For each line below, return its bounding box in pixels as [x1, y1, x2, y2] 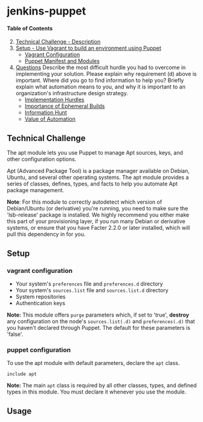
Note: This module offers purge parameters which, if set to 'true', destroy [7, 311, 190, 318]
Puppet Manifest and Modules [24, 58, 100, 65]
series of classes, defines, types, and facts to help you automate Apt [7, 180, 178, 187]
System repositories [15, 293, 66, 300]
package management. [7, 187, 65, 194]
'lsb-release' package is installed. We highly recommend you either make [7, 211, 190, 219]
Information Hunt [24, 109, 67, 116]
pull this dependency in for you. [7, 230, 86, 238]
